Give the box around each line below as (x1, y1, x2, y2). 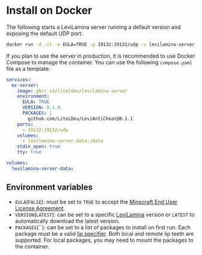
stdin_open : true (17, 143, 61, 150)
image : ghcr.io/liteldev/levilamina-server (17, 88, 128, 94)
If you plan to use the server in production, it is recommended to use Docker (6, 52, 195, 59)
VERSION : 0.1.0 (22, 104, 61, 111)
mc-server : (11, 82, 39, 88)
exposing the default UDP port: (6, 29, 83, 37)
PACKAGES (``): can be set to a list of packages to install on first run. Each (14, 223, 191, 231)
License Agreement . (14, 205, 65, 212)
